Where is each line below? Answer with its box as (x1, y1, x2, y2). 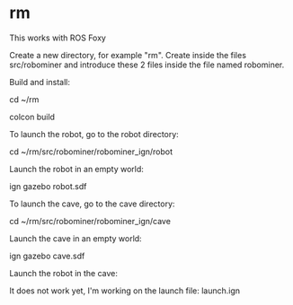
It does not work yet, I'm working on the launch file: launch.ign (9, 285, 241, 296)
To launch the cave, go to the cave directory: (9, 198, 175, 209)
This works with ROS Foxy (9, 32, 106, 43)
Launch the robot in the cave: (9, 267, 119, 278)
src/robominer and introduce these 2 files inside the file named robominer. (9, 59, 285, 70)
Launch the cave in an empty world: (9, 232, 142, 244)
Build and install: (9, 76, 70, 87)
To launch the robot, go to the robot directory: (9, 128, 180, 139)
